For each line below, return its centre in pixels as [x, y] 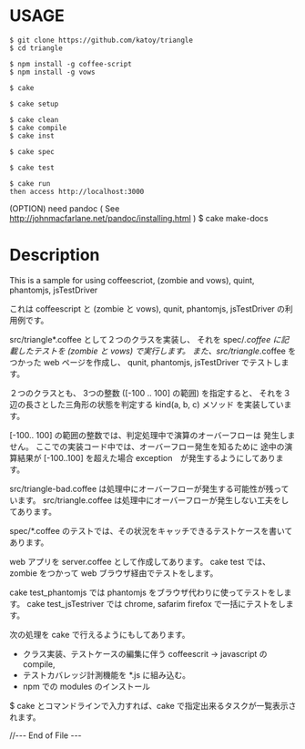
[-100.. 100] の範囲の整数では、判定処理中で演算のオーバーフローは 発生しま [152, 435]
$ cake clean [34, 119]
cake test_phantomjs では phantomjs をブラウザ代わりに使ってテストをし [147, 592]
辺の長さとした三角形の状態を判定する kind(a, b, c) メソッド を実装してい [147, 404]
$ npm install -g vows [52, 72]
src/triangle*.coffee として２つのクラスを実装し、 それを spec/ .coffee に [145, 339]
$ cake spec [32, 151]
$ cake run [30, 183]
